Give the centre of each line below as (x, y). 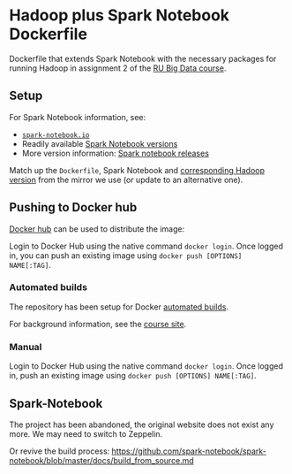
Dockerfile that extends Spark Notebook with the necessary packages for (143, 58)
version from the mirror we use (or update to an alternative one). (126, 180)
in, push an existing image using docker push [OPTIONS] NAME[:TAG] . (133, 376)
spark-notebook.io (56, 135)
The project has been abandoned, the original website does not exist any (142, 424)
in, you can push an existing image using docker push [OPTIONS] (126, 255)
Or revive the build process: (60, 451)
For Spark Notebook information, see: (78, 117)
